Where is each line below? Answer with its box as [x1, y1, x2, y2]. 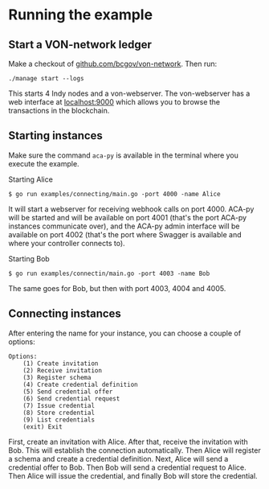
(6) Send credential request [22, 394, 120, 403]
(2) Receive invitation [22, 366, 103, 375]
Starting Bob [8, 253, 50, 263]
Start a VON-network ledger [8, 38, 153, 51]
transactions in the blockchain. [8, 106, 110, 115]
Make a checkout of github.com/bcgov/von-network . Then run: [8, 59, 218, 68]
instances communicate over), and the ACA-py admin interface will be [8, 221, 240, 231]
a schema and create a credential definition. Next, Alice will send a [8, 454, 229, 463]
